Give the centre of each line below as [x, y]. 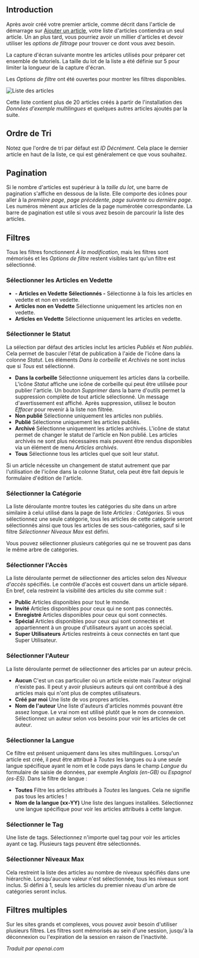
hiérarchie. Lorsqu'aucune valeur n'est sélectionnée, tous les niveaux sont [97, 879]
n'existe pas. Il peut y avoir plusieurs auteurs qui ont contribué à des [99, 687]
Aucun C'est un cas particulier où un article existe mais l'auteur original [103, 680]
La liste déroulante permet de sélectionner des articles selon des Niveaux [97, 578]
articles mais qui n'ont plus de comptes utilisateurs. [78, 693]
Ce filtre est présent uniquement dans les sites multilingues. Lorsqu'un [93, 753]
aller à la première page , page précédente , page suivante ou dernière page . [99, 200]
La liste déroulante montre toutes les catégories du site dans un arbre [91, 506]
